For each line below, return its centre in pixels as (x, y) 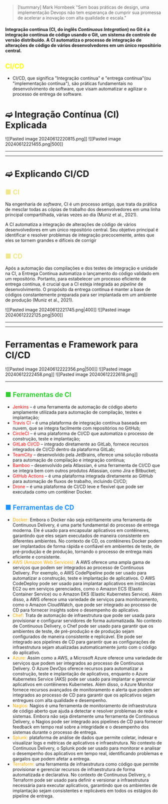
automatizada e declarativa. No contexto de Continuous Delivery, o (81, 774)
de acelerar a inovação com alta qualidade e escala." (72, 18)
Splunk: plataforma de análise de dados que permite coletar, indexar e (85, 737)
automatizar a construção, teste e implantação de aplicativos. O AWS (83, 578)
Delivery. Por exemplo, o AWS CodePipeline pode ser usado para (79, 572)
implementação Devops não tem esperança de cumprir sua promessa (89, 12)
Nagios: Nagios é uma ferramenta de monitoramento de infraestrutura (84, 705)
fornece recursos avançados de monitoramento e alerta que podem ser (86, 689)
